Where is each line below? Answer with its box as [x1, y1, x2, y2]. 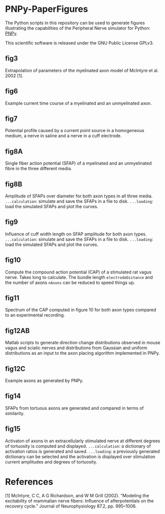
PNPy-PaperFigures [5, 3, 88, 15]
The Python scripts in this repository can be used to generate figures [5, 20, 145, 26]
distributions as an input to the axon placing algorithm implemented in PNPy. [5, 350, 160, 356]
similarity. [5, 410, 25, 416]
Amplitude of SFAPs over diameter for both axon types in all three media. [5, 193, 153, 199]
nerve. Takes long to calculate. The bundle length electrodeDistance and [5, 274, 153, 280]
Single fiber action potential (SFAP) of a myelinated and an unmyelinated [5, 160, 152, 166]
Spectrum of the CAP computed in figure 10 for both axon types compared [5, 307, 156, 313]
